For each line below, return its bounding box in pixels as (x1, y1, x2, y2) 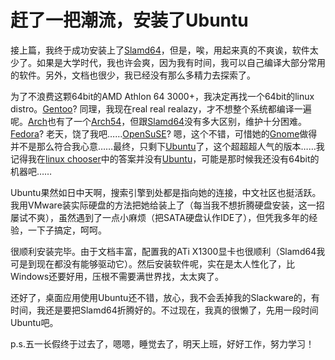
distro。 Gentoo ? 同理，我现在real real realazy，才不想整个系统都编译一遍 (10, 102, 312, 115)
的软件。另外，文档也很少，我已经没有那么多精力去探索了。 (10, 69, 256, 81)
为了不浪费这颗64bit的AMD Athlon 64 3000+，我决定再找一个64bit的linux (10, 90, 315, 102)
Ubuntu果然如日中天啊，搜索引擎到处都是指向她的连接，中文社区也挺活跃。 (10, 186, 322, 198)
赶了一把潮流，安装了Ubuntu (10, 9, 249, 32)
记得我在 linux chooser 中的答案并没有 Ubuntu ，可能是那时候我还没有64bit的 (10, 152, 320, 165)
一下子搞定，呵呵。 (27, 224, 107, 236)
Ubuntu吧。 (10, 316, 59, 328)
